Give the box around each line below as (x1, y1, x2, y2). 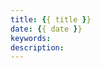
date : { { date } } (10, 24, 83, 34)
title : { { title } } (10, 14, 92, 25)
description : (10, 42, 65, 53)
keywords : (10, 33, 52, 43)
